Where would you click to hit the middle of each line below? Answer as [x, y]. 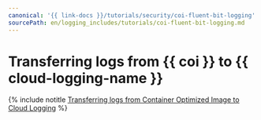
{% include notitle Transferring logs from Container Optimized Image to [124, 100]
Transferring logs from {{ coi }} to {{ [128, 62]
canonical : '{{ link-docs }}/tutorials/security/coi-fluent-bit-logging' [132, 15]
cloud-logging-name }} [86, 78]
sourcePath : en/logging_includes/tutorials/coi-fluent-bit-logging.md [127, 23]
